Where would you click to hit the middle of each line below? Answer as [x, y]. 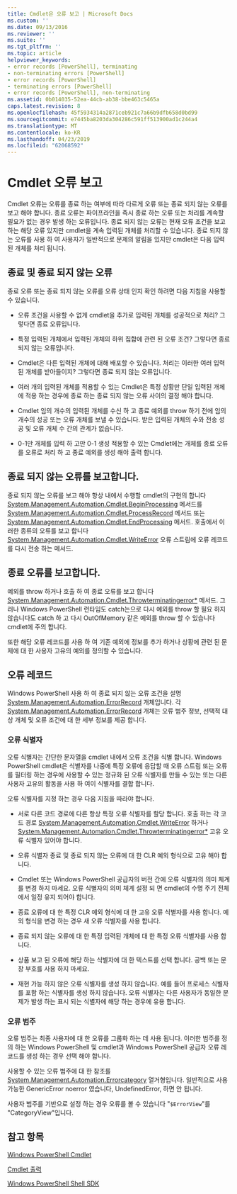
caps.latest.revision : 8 [44, 106]
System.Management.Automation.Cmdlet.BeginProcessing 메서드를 [105, 504]
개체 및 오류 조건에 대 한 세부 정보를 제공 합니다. [80, 720]
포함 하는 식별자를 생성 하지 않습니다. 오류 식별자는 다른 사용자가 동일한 [123, 992]
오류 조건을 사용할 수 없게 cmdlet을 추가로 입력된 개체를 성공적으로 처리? [117, 315]
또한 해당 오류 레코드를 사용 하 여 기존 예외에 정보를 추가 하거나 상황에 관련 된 [114, 641]
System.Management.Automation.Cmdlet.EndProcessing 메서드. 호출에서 [112, 522]
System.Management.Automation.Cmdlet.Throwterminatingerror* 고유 [119, 831]
